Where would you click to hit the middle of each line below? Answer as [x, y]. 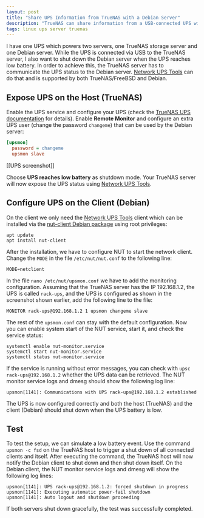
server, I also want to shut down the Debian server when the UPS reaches [99, 59]
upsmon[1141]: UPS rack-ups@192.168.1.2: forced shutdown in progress [97, 487]
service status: [25, 335]
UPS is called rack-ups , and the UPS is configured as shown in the [89, 293]
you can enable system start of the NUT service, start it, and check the [95, 329]
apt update [20, 235]
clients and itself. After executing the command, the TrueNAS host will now [100, 457]
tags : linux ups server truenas [47, 29]
